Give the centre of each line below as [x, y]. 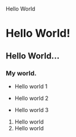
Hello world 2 [32, 98]
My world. [21, 73]
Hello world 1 [31, 86]
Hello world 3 [32, 110]
